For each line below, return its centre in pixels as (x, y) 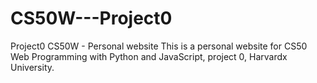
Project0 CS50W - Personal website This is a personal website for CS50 (159, 46)
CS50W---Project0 (91, 18)
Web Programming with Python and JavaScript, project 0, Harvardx (149, 56)
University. (32, 67)
